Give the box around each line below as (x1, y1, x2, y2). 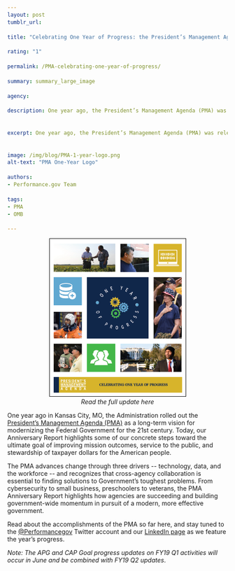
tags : (7, 196, 23, 203)
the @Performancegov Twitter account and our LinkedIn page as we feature (7, 527, 227, 535)
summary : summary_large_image (7, 78, 96, 85)
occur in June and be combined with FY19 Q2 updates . (7, 556, 166, 564)
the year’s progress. (7, 535, 65, 543)
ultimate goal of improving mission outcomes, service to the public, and (7, 441, 213, 449)
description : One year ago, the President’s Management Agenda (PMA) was (7, 107, 227, 115)
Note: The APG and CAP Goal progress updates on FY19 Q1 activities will (7, 548, 218, 556)
